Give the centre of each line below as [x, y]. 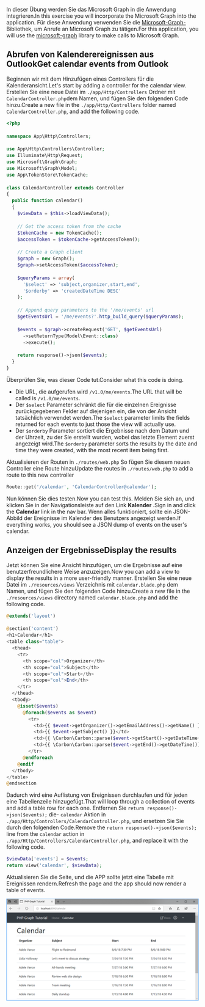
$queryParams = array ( [46, 278]
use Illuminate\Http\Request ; [45, 156]
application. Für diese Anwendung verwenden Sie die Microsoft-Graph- [96, 22]
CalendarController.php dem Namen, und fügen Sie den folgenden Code [97, 98]
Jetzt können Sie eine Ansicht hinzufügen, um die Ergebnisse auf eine [95, 565]
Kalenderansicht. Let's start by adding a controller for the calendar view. [96, 85]
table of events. [26, 890]
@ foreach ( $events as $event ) [59, 712]
